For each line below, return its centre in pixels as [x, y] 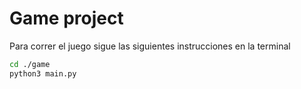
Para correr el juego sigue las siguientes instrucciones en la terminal [150, 46]
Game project [66, 18]
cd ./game [30, 64]
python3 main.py [43, 73]
